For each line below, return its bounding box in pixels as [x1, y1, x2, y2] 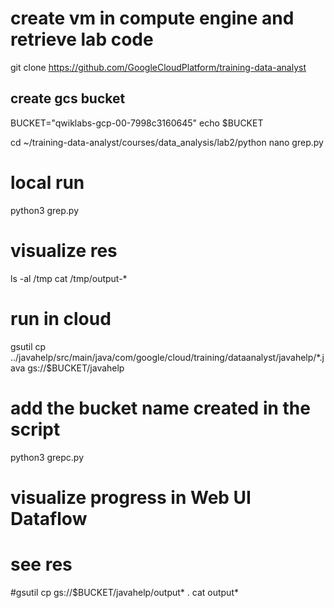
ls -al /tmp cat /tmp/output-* [10, 272, 128, 284]
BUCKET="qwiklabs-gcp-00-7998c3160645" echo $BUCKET [10, 117, 264, 129]
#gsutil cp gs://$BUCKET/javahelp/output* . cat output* [10, 586, 239, 598]
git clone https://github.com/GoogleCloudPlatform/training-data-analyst [10, 61, 307, 73]
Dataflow [10, 507, 88, 530]
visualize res [10, 239, 118, 262]
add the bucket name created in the [10, 397, 311, 419]
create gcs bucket [10, 90, 126, 107]
